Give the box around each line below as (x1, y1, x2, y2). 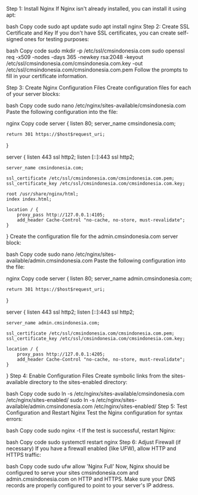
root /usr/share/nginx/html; (6, 191, 79, 197)
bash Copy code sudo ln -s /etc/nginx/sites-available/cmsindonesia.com (6, 390, 185, 397)
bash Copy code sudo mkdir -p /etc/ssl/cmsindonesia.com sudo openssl (6, 47, 185, 54)
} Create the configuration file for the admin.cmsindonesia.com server (6, 233, 178, 240)
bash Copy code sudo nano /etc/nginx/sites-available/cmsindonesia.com (6, 102, 186, 109)
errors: (6, 416, 23, 422)
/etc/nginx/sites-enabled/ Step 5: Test (94, 403, 188, 410)
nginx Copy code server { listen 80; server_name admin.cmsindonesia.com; (6, 275, 193, 282)
